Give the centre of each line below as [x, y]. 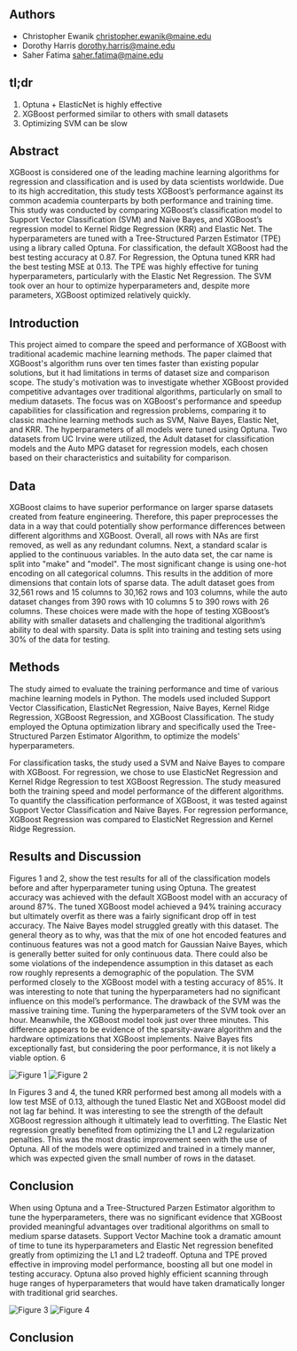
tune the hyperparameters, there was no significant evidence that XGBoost [146, 1217]
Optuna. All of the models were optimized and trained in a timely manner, [142, 1148]
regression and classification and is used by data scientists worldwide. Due [147, 182]
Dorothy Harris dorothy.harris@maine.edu [98, 45]
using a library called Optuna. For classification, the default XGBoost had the [148, 248]
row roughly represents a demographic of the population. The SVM [132, 972]
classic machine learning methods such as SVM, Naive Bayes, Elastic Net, [144, 420]
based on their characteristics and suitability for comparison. [121, 458]
